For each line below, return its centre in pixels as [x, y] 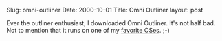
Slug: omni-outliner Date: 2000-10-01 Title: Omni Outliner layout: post [105, 10]
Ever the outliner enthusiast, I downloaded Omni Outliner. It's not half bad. [111, 23]
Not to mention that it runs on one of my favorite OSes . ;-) [88, 30]
